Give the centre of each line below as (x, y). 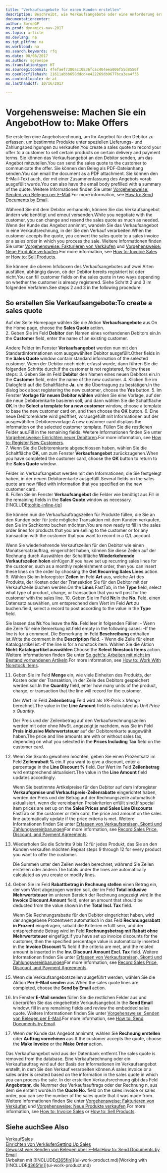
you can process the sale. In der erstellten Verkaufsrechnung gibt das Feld (82, 1080)
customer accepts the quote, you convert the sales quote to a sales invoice (82, 235)
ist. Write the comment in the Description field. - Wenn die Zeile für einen (80, 639)
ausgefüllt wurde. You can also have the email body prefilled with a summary (83, 184)
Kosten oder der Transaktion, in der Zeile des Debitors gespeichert (81, 680)
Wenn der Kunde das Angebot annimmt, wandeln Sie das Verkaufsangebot (82, 225)
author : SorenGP (22, 24)
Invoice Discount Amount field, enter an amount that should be (78, 900)
